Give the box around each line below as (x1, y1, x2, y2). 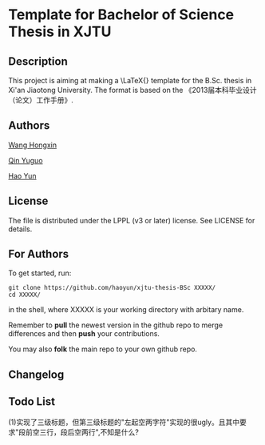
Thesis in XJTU (8, 22, 112, 41)
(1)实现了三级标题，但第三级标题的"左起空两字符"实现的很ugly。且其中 (8, 417, 240, 427)
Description (8, 54, 68, 68)
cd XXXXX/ (8, 291, 42, 299)
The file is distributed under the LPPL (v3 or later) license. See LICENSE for (8, 215, 255, 225)
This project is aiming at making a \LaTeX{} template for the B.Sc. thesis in (8, 76, 252, 85)
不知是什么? (99, 427, 140, 437)
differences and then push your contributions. (8, 329, 160, 339)
